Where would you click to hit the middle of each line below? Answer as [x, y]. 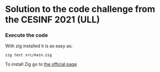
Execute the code [27, 35]
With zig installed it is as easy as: [39, 46]
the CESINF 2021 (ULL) [53, 20]
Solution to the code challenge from [80, 9]
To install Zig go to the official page [41, 64]
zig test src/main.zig [28, 55]
